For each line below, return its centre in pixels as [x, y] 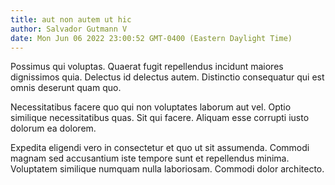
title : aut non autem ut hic [71, 19]
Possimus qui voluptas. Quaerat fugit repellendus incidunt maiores [147, 67]
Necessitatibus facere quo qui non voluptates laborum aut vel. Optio [151, 107]
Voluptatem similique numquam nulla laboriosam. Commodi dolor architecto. [167, 169]
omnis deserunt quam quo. [66, 88]
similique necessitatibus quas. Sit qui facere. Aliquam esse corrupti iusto [160, 118]
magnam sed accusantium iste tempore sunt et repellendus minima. [150, 158]
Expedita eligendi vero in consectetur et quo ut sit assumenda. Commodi [160, 148]
